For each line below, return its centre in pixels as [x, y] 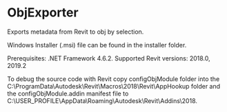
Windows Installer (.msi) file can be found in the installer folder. [97, 45]
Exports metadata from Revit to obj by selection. [76, 32]
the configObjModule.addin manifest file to [68, 93]
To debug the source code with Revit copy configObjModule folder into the [113, 79]
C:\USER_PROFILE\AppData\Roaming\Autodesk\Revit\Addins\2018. [102, 100]
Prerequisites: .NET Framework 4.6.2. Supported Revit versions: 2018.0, [109, 58]
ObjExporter [43, 13]
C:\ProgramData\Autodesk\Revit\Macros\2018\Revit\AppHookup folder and [114, 86]
